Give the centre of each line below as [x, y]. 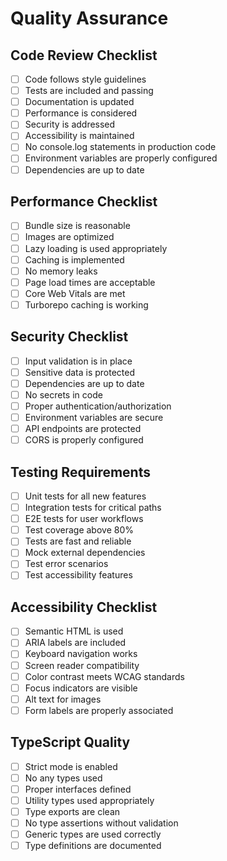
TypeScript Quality [70, 742]
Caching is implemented [74, 259]
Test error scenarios [66, 564]
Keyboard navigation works [81, 654]
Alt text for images [63, 699]
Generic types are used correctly [93, 834]
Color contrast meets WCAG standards [104, 676]
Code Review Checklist [84, 55]
